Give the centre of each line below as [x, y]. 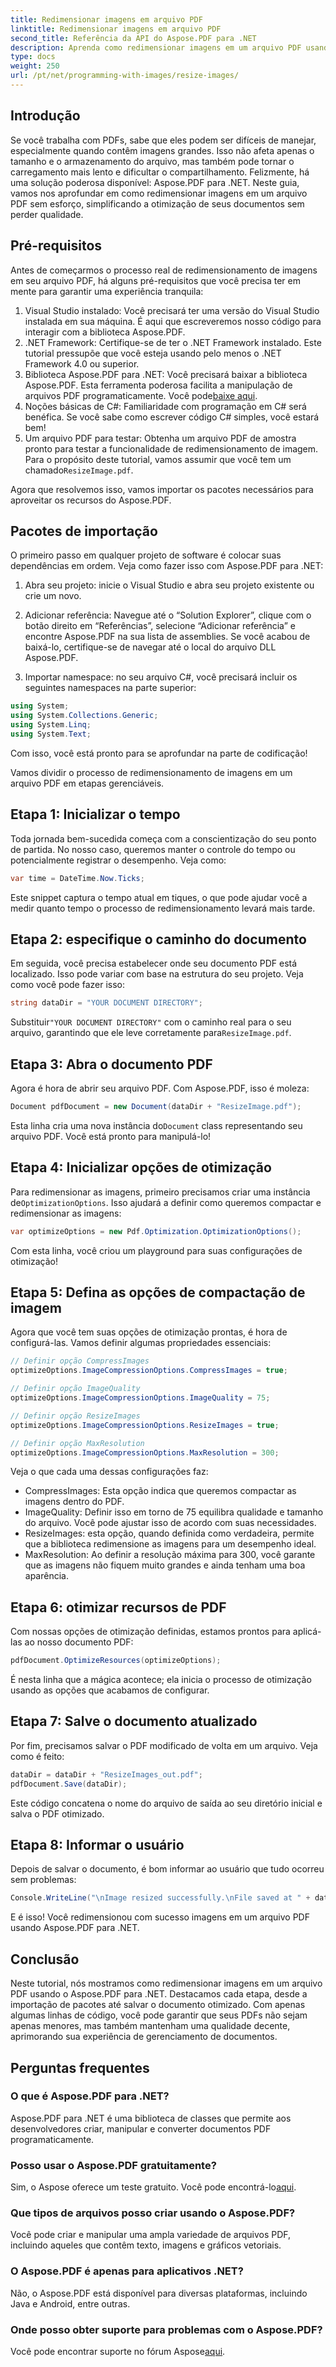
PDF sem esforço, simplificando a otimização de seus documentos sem [157, 203]
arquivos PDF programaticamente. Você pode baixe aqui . [141, 395]
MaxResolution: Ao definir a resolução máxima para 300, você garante [170, 1555]
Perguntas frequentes [80, 2067]
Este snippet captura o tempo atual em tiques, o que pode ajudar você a [159, 897]
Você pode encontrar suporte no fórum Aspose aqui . [118, 2351]
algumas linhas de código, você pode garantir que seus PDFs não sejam [159, 2015]
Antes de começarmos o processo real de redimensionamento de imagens [164, 270]
